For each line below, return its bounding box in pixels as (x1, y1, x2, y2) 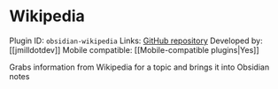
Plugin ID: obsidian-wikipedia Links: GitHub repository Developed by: (9, 35, 263, 46)
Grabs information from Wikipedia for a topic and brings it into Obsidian (9, 62, 270, 72)
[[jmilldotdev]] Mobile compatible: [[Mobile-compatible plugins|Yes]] (9, 44, 259, 55)
